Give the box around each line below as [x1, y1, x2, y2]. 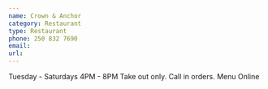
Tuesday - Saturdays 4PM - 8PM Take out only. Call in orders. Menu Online [8, 72, 260, 81]
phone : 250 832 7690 [8, 34, 79, 43]
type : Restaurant [8, 27, 67, 35]
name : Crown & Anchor [8, 11, 82, 20]
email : [8, 42, 31, 50]
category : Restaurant [8, 19, 82, 28]
